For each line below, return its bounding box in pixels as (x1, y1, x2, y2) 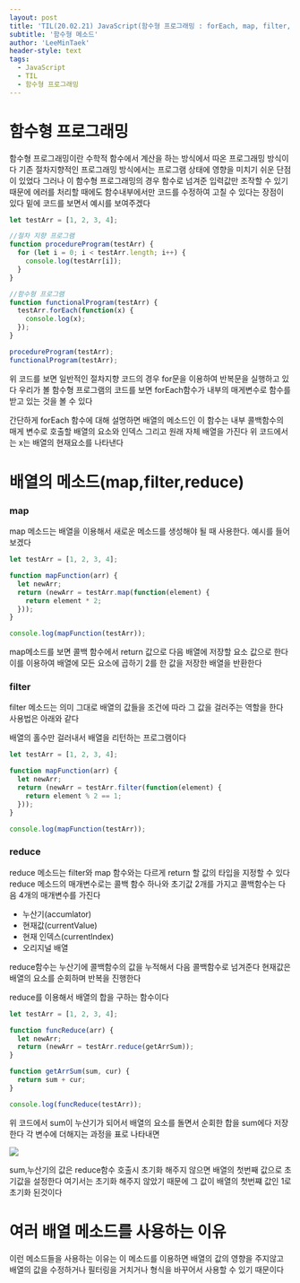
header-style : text (9, 47, 82, 56)
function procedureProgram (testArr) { (9, 240, 154, 249)
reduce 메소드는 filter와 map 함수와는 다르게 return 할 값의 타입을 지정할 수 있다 (9, 867, 291, 877)
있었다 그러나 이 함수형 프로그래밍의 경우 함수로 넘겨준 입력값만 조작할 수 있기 (18, 175, 289, 186)
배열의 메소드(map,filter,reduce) (9, 472, 244, 492)
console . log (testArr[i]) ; (25, 257, 123, 266)
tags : (9, 55, 30, 64)
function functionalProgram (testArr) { (9, 298, 159, 307)
